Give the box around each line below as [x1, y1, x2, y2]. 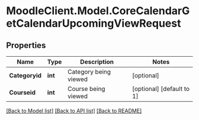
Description [79, 58, 114, 66]
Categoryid [9, 72, 42, 79]
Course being [68, 85, 105, 93]
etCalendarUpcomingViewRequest [6, 17, 181, 30]
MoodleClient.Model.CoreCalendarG [6, 4, 190, 18]
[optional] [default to [132, 85, 190, 93]
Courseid [9, 89, 36, 96]
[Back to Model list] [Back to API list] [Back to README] [6, 108, 142, 114]
